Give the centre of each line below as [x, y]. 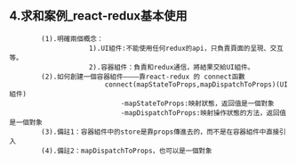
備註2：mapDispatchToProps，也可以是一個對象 [134, 151]
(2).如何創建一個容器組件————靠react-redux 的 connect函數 [144, 77]
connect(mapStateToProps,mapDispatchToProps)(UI [196, 84]
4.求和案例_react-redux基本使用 [99, 16]
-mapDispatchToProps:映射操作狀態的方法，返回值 [204, 113]
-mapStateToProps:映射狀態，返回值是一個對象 [197, 103]
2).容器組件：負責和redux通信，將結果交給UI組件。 [172, 67]
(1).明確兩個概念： [72, 38]
